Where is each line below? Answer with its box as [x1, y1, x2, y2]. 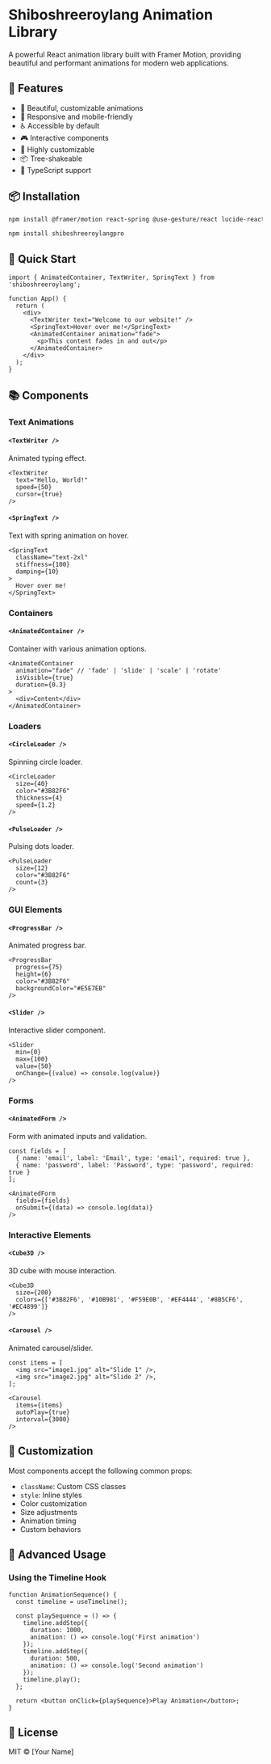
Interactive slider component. [8, 1025, 106, 1035]
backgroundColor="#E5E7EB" [15, 985, 106, 993]
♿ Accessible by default [19, 120, 100, 130]
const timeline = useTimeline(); [15, 1597, 128, 1606]
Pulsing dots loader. [8, 842, 74, 851]
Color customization [19, 1498, 87, 1509]
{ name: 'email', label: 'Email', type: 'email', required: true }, [15, 1154, 251, 1162]
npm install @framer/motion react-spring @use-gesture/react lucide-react [8, 215, 265, 223]
